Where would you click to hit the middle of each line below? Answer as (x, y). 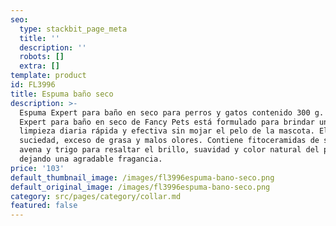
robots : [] (42, 57)
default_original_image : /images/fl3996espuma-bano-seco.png (140, 187)
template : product (48, 76)
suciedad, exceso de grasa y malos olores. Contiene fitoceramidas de (169, 141)
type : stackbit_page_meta (73, 29)
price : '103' (37, 168)
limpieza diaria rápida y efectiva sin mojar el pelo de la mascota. (167, 131)
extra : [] (39, 66)
